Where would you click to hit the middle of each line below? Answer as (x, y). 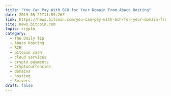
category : (16, 34)
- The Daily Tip (27, 39)
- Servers (20, 81)
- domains (20, 72)
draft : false (19, 85)
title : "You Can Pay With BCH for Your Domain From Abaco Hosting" (78, 10)
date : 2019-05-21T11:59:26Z (35, 15)
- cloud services (28, 57)
